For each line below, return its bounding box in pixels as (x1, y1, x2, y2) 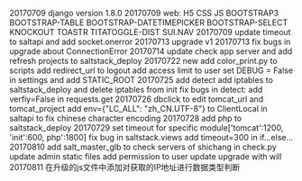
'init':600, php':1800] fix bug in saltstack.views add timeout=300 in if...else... (9, 132, 294, 142)
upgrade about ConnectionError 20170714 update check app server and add (9, 46, 293, 57)
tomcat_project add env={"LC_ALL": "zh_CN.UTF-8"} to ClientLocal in (9, 104, 268, 113)
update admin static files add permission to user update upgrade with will (9, 151, 282, 161)
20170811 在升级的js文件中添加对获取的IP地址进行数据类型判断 (9, 162, 241, 172)
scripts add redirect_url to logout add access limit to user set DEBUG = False (9, 65, 294, 76)
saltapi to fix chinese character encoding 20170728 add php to (9, 113, 242, 123)
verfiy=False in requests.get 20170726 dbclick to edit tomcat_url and (9, 94, 264, 104)
